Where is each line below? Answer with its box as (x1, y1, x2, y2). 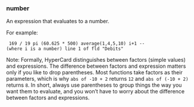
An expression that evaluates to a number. (6, 18, 109, 25)
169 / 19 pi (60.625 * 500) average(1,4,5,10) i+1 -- (8, 40, 145, 47)
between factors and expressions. (6, 94, 90, 102)
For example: (6, 29, 39, 36)
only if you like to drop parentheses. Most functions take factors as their (6, 69, 183, 76)
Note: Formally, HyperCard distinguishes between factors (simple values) (6, 56, 186, 64)
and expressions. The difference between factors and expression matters (6, 62, 186, 70)
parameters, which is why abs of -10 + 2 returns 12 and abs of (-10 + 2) (6, 75, 189, 83)
